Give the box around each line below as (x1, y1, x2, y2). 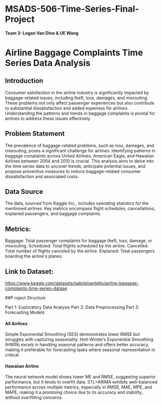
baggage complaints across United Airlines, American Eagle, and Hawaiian (5, 153, 154, 158)
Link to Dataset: (5, 267, 54, 276)
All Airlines (5, 320, 28, 326)
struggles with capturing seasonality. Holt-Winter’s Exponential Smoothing (5, 336, 154, 342)
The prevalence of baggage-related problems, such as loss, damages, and (5, 142, 154, 148)
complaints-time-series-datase (5, 285, 67, 291)
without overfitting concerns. (5, 395, 63, 401)
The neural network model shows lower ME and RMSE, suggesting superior (5, 374, 156, 380)
